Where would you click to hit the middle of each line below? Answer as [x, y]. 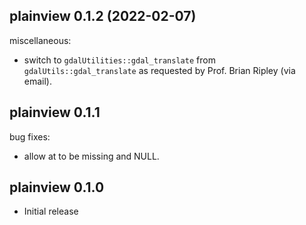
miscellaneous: [40, 40]
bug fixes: [30, 136]
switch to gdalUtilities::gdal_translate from [119, 60]
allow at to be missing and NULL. [91, 156]
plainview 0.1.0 [57, 187]
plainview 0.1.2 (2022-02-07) [103, 16]
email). [38, 81]
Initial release [51, 211]
